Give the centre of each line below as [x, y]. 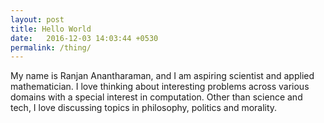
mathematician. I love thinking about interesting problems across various [160, 87]
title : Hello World [51, 29]
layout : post [37, 19]
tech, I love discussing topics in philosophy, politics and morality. [144, 108]
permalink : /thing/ [51, 47]
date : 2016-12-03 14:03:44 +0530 [84, 38]
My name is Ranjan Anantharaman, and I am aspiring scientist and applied [162, 76]
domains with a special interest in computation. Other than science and [156, 97]
